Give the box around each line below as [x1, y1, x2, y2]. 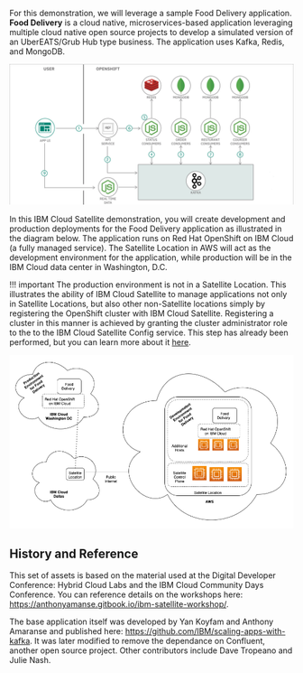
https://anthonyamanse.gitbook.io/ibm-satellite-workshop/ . [9, 599, 229, 610]
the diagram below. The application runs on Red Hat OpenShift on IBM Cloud [9, 233, 294, 244]
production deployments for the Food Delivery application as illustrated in [9, 223, 282, 234]
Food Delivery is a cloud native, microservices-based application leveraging [9, 17, 293, 28]
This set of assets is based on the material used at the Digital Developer [9, 570, 277, 581]
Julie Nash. [9, 655, 51, 666]
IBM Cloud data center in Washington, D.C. [9, 262, 169, 273]
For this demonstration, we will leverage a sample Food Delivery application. [9, 8, 292, 18]
